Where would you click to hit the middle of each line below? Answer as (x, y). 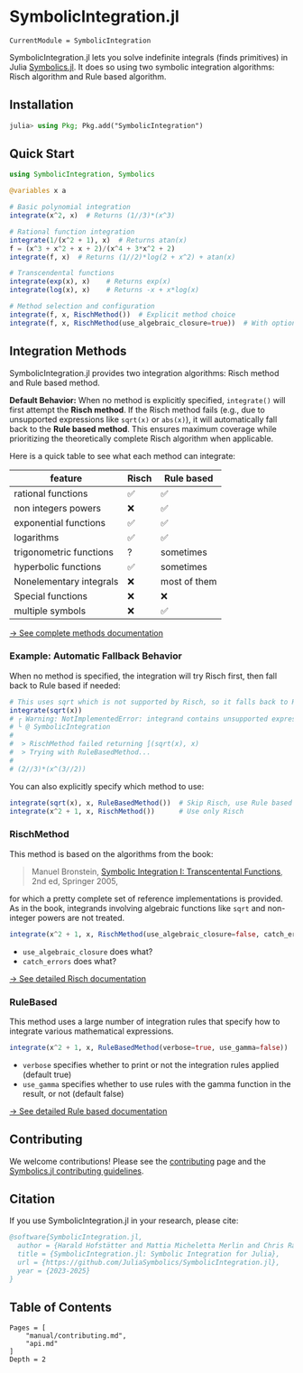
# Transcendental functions (62, 273)
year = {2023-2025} (54, 1271)
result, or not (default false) (73, 1093)
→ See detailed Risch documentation (78, 978)
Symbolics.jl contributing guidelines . (77, 1171)
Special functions (51, 595)
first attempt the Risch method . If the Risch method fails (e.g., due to (138, 410)
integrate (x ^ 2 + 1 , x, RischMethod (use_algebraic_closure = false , (134, 934)
